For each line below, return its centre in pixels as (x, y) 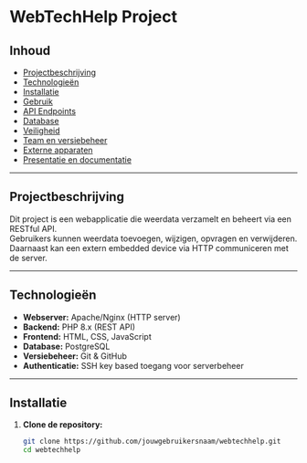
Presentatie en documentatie (77, 160)
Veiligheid (42, 131)
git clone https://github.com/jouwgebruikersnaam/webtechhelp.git (152, 442)
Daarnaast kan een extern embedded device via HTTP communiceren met (149, 247)
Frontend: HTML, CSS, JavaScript (87, 336)
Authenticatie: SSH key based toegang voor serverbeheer (133, 365)
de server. (28, 258)
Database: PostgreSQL (66, 346)
